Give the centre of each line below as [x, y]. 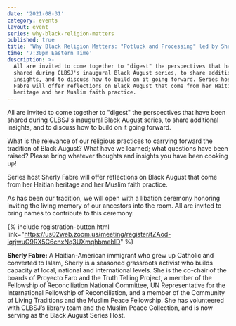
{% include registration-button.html [59, 227]
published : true [31, 40]
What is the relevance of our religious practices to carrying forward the [110, 141]
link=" [16, 234]
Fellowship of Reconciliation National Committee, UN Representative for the [117, 285]
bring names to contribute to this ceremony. [71, 213]
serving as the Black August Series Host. [66, 315]
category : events [33, 20]
